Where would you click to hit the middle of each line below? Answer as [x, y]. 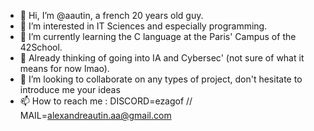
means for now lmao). [64, 68]
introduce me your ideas [70, 89]
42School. [41, 47]
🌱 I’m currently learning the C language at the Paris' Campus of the [158, 36]
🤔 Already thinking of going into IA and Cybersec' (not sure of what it [162, 58]
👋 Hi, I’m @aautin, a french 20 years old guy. [111, 15]
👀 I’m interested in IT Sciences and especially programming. [143, 26]
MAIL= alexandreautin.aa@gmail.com [95, 115]
